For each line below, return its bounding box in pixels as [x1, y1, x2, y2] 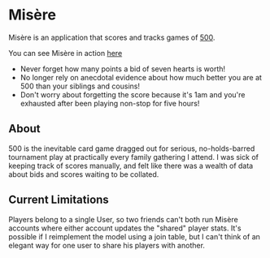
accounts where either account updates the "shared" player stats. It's [8, 223, 242, 233]
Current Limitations [8, 193, 110, 207]
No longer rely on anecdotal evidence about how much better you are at [20, 72, 263, 82]
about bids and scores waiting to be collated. [8, 169, 159, 179]
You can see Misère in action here [8, 48, 123, 58]
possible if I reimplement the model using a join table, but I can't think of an [8, 231, 260, 241]
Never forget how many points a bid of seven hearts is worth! [20, 63, 226, 74]
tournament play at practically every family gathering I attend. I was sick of [8, 152, 259, 161]
